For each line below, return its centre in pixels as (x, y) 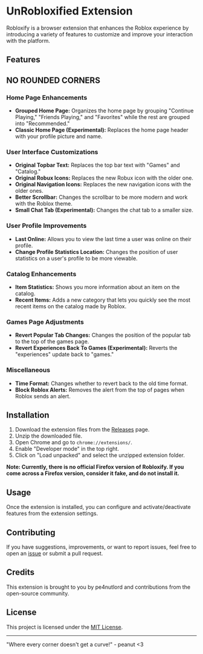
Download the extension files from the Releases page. (82, 430)
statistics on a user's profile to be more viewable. (76, 258)
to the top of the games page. (52, 342)
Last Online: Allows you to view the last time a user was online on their (103, 239)
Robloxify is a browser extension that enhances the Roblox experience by (98, 28)
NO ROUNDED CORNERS (53, 80)
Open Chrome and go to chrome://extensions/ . (74, 442)
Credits (21, 572)
